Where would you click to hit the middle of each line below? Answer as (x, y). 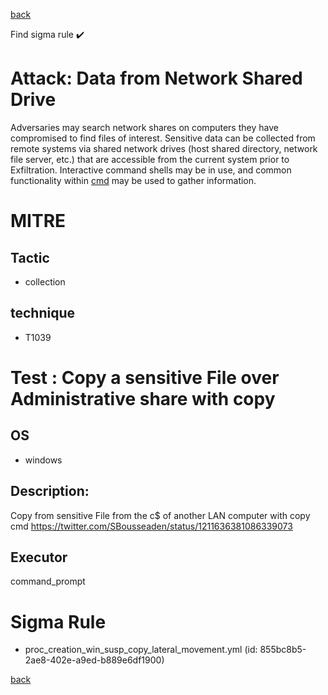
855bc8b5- (283, 650)
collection (45, 281)
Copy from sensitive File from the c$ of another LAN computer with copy (160, 515)
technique (43, 313)
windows (43, 460)
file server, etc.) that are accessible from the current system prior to (150, 159)
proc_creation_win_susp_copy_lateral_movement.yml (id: (141, 650)
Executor (39, 557)
